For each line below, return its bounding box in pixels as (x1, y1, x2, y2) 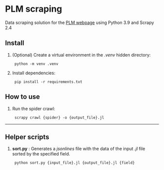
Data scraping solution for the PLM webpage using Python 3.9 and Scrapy (5, 20, 154, 25)
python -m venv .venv (14, 61, 59, 66)
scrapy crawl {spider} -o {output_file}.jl (14, 115, 104, 120)
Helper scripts (5, 133, 50, 141)
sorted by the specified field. (12, 151, 70, 157)
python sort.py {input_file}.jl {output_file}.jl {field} (14, 160, 135, 166)
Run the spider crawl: (12, 106, 55, 111)
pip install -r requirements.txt (14, 79, 82, 84)
